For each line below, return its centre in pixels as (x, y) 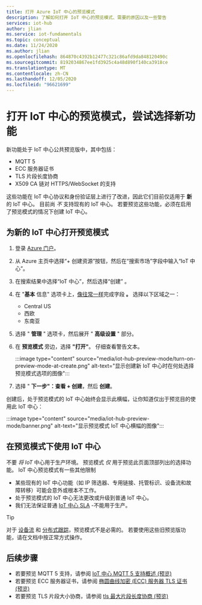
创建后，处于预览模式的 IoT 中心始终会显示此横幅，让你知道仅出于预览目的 (98, 399)
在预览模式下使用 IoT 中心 (54, 447)
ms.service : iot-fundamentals (44, 34)
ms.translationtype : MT (36, 68)
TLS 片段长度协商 (36, 176)
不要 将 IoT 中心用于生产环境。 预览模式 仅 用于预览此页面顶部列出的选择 (96, 462)
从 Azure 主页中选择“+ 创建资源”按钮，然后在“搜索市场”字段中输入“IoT (102, 261)
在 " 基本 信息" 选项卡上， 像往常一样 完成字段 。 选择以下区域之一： (97, 294)
